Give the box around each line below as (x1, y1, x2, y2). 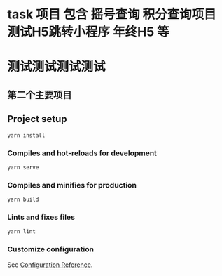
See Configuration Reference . (7, 261, 93, 269)
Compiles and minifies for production (7, 180, 137, 190)
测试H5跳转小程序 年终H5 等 (7, 24, 169, 40)
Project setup (7, 113, 68, 125)
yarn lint (7, 228, 36, 235)
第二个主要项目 (7, 88, 72, 100)
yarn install (7, 131, 46, 139)
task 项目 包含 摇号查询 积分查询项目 (7, 6, 217, 22)
